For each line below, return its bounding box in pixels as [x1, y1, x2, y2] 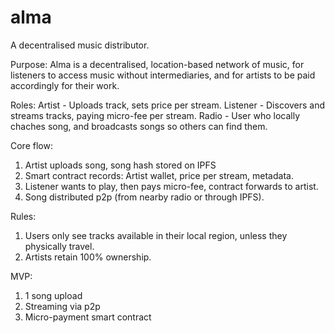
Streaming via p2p [24, 300, 101, 312]
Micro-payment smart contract [24, 311, 152, 323]
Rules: [10, 210, 37, 222]
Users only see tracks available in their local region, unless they [24, 229, 288, 241]
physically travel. [24, 240, 95, 252]
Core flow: [10, 139, 53, 151]
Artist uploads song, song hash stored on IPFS [24, 159, 217, 171]
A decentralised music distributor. [10, 39, 150, 51]
